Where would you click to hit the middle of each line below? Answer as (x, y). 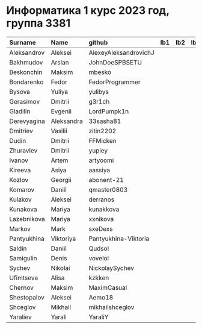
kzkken (99, 278)
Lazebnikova (27, 219)
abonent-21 (106, 180)
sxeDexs (101, 228)
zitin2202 (103, 131)
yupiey (98, 150)
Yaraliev (20, 317)
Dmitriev (21, 131)
